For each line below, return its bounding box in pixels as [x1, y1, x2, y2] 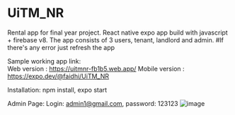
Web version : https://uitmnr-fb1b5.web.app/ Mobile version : [7, 64, 185, 73]
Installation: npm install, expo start [7, 85, 108, 94]
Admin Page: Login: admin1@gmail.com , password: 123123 [7, 99, 178, 107]
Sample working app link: [7, 56, 81, 65]
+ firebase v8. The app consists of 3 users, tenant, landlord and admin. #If [7, 35, 224, 44]
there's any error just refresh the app [7, 43, 115, 52]
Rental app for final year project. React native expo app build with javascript [7, 28, 228, 37]
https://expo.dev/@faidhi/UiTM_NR [7, 72, 110, 80]
